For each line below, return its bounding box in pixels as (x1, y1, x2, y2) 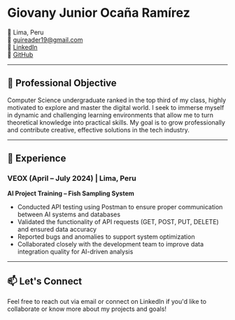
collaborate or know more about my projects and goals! (7, 305, 166, 313)
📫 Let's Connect (7, 275, 83, 287)
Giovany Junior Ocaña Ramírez (7, 5, 190, 21)
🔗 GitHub (7, 50, 34, 59)
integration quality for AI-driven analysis (17, 247, 134, 256)
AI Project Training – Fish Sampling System (7, 189, 135, 197)
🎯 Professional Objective (7, 77, 117, 89)
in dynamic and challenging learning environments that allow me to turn (7, 111, 213, 119)
